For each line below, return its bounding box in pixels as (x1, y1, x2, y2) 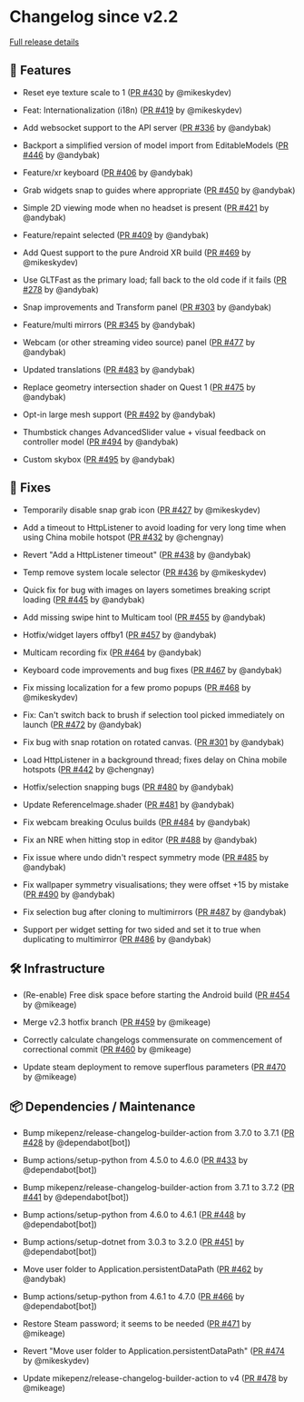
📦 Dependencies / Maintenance (9, 1099, 196, 1114)
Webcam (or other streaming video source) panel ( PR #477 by (22, 336, 256, 347)
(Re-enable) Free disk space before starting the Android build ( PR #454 (22, 989, 290, 1000)
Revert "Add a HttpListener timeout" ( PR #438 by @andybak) (22, 549, 251, 560)
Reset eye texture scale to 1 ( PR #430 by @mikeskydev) (22, 86, 232, 97)
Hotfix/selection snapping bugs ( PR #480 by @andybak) (22, 781, 234, 792)
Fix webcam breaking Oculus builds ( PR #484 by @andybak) (22, 816, 251, 828)
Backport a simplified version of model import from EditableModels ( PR (22, 139, 289, 151)
